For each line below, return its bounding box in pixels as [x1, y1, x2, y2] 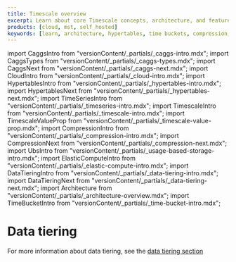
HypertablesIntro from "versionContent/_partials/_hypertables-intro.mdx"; [7, 79, 221, 88]
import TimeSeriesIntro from [40, 94, 123, 103]
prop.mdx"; [7, 124, 40, 132]
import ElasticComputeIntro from [41, 154, 136, 163]
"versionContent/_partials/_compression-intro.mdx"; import [7, 132, 179, 140]
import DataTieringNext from [7, 177, 91, 185]
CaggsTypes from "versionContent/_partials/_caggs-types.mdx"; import [7, 57, 216, 65]
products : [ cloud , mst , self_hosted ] [7, 23, 118, 30]
